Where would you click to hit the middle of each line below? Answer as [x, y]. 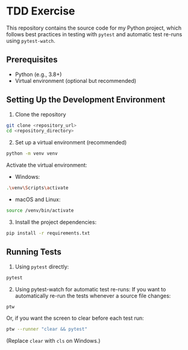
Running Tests [34, 252]
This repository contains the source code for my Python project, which [94, 28]
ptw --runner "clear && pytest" [47, 329]
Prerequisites [32, 60]
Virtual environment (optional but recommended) [76, 80]
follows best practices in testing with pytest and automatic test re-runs [94, 34]
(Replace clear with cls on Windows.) [53, 341]
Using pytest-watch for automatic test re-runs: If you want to [90, 289]
